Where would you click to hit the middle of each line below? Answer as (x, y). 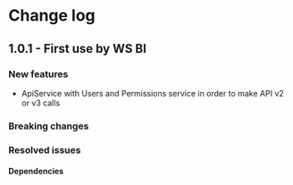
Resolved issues (45, 150)
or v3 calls (41, 103)
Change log (52, 16)
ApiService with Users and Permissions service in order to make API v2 (153, 93)
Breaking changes (49, 126)
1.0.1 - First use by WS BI (77, 49)
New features (38, 74)
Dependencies (36, 172)
